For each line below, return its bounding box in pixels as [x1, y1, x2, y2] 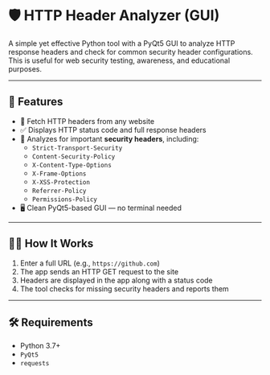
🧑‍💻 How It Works [8, 237, 94, 250]
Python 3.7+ [19, 341, 61, 351]
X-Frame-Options [31, 170, 87, 178]
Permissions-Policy [31, 195, 98, 204]
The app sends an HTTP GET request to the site [19, 266, 179, 276]
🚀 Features [8, 95, 63, 109]
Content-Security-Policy [31, 152, 116, 161]
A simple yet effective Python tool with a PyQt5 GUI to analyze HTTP [8, 38, 235, 48]
